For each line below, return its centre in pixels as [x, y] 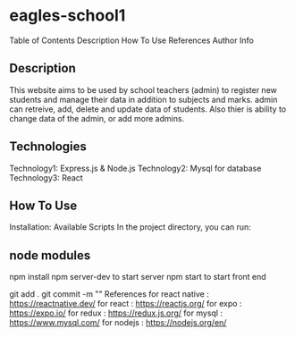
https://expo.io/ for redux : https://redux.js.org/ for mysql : [116, 313]
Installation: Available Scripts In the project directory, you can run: [131, 227]
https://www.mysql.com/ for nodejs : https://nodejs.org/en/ [118, 323]
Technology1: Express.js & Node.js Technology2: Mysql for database [135, 168]
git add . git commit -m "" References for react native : [110, 294]
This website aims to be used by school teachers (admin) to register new [143, 89]
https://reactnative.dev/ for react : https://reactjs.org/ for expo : [126, 304]
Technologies [48, 147]
